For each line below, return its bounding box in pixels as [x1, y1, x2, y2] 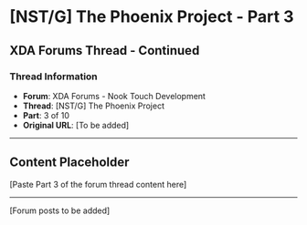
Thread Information [9, 70, 98, 83]
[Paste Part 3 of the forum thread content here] [9, 179, 187, 189]
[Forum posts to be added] [9, 205, 111, 216]
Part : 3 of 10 [22, 109, 70, 120]
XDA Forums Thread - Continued [9, 43, 200, 58]
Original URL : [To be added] [22, 119, 130, 130]
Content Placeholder [9, 155, 130, 170]
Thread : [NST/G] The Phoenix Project [22, 100, 164, 111]
